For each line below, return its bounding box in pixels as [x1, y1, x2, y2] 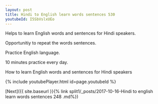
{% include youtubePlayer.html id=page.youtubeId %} [5, 78, 116, 85]
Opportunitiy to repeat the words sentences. [5, 40, 96, 46]
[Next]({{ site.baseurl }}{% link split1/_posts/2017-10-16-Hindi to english [5, 88, 153, 94]
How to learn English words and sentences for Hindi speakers [5, 69, 132, 75]
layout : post [5, 7, 32, 12]
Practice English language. [5, 49, 60, 55]
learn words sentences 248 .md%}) [5, 93, 78, 100]
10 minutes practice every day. [5, 59, 68, 65]
